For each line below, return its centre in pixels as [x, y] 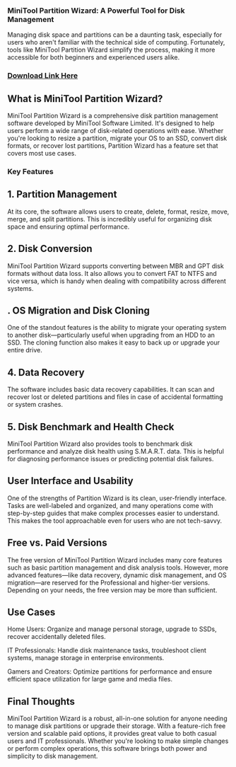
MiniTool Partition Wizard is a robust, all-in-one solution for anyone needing [117, 719]
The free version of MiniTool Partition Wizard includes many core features [115, 560]
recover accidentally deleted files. [57, 637]
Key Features [31, 171]
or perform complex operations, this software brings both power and [107, 749]
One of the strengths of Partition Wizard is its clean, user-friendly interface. [117, 498]
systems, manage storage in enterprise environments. [86, 658]
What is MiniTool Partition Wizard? [85, 99]
